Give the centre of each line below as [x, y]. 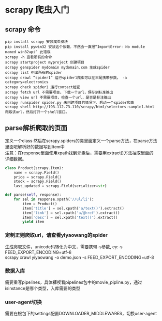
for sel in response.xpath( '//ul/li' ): [54, 199]
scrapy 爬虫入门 [37, 10]
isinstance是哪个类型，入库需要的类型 [43, 288]
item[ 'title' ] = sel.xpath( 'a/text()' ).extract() [73, 208]
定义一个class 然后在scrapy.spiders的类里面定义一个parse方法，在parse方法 [81, 141]
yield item [33, 222]
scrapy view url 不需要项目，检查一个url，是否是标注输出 [58, 97]
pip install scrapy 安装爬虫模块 [37, 42]
